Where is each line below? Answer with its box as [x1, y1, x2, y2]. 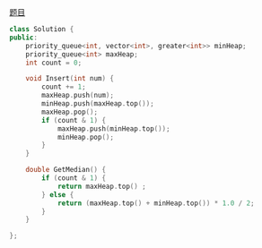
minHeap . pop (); [57, 133, 115, 141]
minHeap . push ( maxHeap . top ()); [41, 99, 154, 108]
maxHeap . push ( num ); [41, 91, 115, 100]
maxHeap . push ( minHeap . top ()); [57, 124, 170, 133]
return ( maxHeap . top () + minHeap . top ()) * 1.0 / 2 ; [57, 199, 255, 208]
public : [9, 33, 39, 42]
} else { [41, 190, 74, 199]
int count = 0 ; [25, 58, 83, 67]
